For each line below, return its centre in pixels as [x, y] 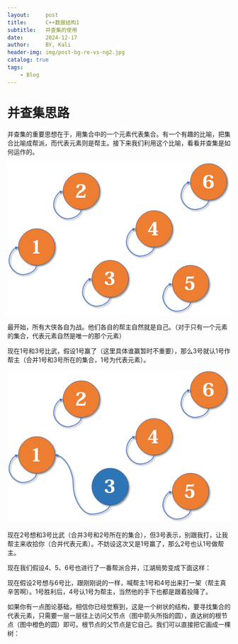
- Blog [30, 74]
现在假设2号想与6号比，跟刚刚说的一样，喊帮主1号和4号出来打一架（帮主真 [117, 582]
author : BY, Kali [39, 45]
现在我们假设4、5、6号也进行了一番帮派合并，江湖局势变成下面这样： [109, 567]
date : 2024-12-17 [42, 38]
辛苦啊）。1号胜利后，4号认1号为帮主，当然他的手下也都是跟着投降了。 [110, 592]
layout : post [33, 15]
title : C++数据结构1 [44, 22]
